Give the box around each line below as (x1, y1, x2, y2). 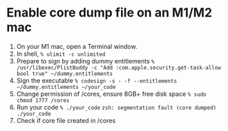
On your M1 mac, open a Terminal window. (16, 42, 137, 50)
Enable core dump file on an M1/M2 (6, 5, 212, 21)
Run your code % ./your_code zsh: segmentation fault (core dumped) (16, 103, 217, 111)
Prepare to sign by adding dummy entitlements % (16, 57, 155, 65)
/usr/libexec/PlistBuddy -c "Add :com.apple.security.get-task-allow (16, 64, 222, 71)
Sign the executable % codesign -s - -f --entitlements (16, 76, 178, 84)
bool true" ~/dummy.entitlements (16, 70, 113, 77)
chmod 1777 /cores (16, 97, 70, 104)
